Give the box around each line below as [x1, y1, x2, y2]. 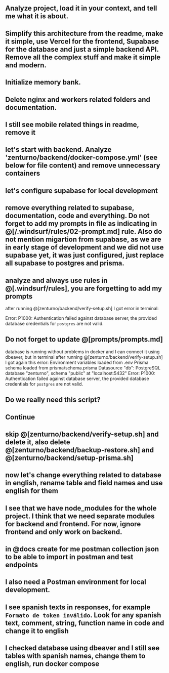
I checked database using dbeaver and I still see [5, 644, 160, 652]
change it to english [5, 626, 69, 635]
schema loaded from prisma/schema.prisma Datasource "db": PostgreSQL [5, 364, 161, 371]
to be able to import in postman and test [5, 553, 134, 561]
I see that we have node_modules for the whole [5, 503, 157, 513]
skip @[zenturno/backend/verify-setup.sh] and [5, 430, 159, 438]
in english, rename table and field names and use [5, 479, 163, 487]
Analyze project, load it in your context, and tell [5, 4, 157, 13]
